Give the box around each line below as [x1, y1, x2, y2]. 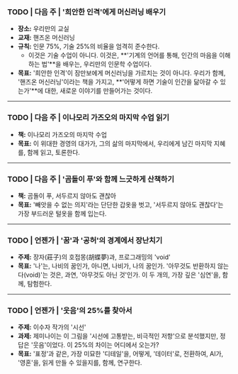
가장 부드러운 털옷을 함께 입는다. [17, 209, 107, 218]
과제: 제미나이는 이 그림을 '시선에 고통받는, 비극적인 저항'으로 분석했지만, [17, 332, 218, 341]
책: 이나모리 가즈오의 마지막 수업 [17, 130, 108, 138]
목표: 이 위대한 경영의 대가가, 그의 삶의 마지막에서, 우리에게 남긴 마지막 [17, 139, 212, 148]
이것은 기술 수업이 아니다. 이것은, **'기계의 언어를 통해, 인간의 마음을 [28, 51, 217, 60]
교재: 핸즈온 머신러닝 [17, 33, 76, 42]
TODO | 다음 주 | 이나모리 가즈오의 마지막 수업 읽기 [7, 113, 170, 123]
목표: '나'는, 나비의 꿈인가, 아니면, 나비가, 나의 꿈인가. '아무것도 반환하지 [17, 262, 216, 270]
